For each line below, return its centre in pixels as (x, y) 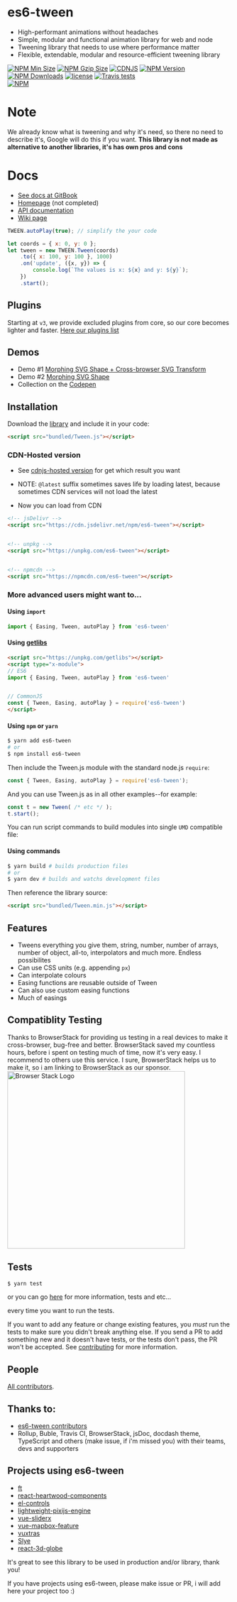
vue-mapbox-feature (48, 1525)
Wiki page (32, 218)
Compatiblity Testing (55, 1020)
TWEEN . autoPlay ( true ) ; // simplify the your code (82, 231)
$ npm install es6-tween (44, 754)
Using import (27, 612)
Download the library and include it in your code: (78, 424)
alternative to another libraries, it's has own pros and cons (95, 147)
